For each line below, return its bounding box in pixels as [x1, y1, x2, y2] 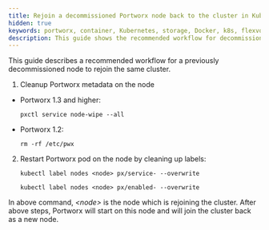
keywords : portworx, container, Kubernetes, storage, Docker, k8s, [8, 26, 239, 34]
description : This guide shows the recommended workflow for [8, 34, 217, 42]
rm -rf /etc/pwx [19, 141, 74, 149]
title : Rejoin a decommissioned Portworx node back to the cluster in [8, 11, 249, 20]
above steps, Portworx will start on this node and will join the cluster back [8, 206, 252, 216]
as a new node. [8, 215, 58, 224]
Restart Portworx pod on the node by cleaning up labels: [19, 154, 207, 164]
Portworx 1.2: [19, 125, 64, 134]
